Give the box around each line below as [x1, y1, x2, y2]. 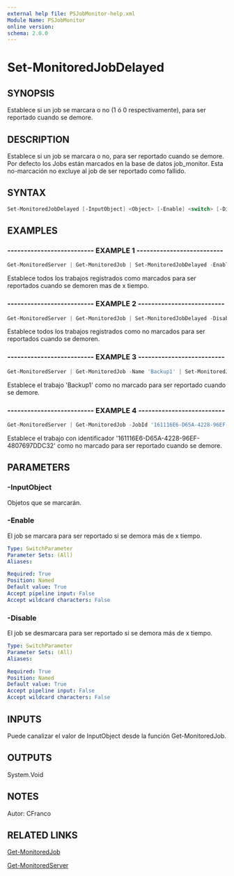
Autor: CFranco [7, 809, 51, 817]
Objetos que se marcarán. [7, 498, 82, 506]
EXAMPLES [7, 225, 58, 237]
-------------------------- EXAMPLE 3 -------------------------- [7, 352, 225, 362]
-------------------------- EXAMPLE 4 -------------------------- [7, 405, 225, 415]
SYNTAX [7, 187, 47, 199]
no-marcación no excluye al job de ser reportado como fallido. [7, 167, 187, 175]
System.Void [7, 770, 44, 778]
